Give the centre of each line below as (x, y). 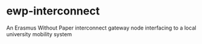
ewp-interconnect (53, 11)
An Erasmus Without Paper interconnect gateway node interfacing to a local (101, 28)
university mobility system (39, 34)
